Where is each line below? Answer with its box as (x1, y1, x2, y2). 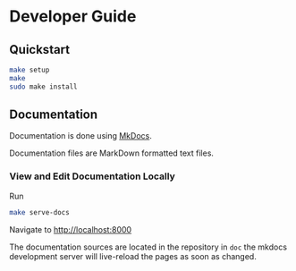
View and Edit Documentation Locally (9, 170, 176, 182)
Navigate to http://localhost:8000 (9, 224, 132, 234)
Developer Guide (9, 6, 137, 27)
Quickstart (9, 42, 71, 57)
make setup (9, 65, 50, 74)
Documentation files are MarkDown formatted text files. (9, 148, 215, 158)
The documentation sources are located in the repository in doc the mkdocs (9, 241, 288, 252)
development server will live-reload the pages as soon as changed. (9, 250, 257, 261)
